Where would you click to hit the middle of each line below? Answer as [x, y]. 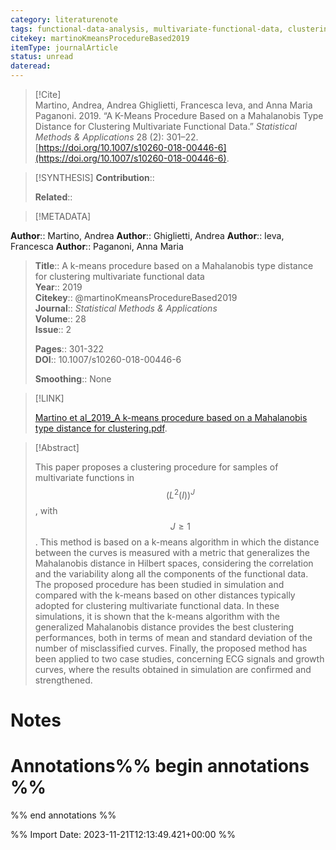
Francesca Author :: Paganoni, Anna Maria [97, 246]
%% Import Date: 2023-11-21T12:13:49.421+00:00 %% [123, 834]
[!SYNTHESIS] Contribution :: [94, 177]
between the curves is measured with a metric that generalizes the [172, 552]
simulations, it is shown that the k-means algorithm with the [157, 616]
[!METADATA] [63, 216]
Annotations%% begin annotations [160, 766]
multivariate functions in [84, 477]
